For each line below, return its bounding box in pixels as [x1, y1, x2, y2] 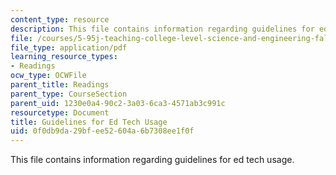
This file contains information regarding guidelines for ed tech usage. [10, 154, 295, 166]
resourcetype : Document [10, 107, 110, 118]
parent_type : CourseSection [10, 89, 128, 99]
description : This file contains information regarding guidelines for [10, 24, 315, 34]
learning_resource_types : [10, 52, 118, 62]
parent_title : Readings [10, 80, 110, 90]
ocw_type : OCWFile [10, 71, 87, 81]
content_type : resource [10, 14, 110, 25]
